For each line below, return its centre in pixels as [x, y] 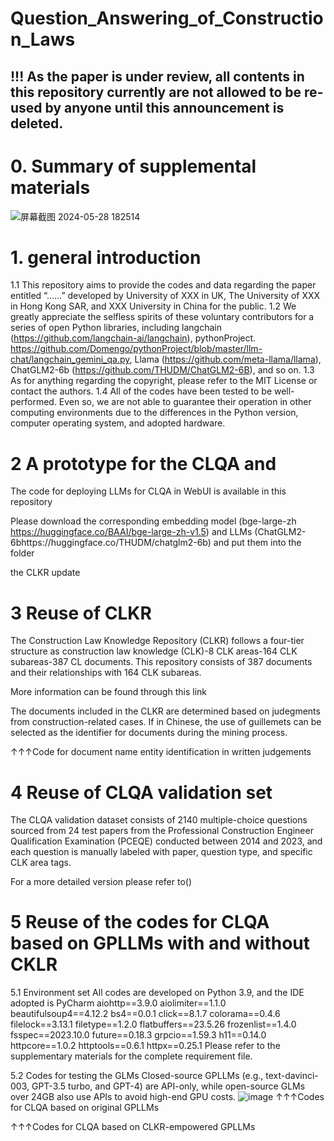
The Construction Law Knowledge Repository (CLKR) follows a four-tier [157, 641]
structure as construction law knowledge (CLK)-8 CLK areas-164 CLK [154, 651]
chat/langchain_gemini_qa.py [70, 359]
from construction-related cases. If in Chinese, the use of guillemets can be [166, 722]
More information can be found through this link [108, 692]
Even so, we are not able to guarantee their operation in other [185, 402]
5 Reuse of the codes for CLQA [140, 922]
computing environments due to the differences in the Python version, [154, 413]
